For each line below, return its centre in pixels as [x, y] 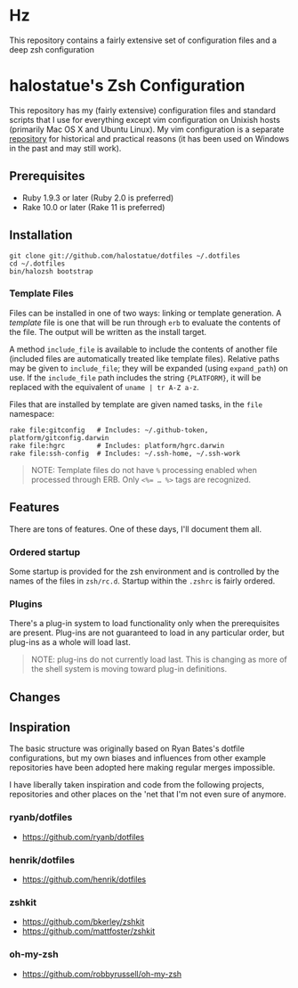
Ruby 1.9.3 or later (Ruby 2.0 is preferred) [98, 198]
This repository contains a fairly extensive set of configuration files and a [143, 40]
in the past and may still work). [65, 148]
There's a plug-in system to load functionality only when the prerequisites [145, 624]
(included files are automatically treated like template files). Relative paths [145, 358]
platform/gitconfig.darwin [59, 437]
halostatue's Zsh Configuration [127, 86]
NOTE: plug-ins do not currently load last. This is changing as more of [159, 659]
